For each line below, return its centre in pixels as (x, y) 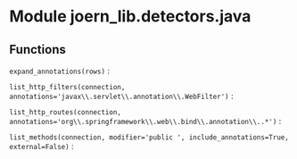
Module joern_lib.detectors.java (130, 17)
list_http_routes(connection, (66, 113)
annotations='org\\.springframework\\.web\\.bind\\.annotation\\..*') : (145, 121)
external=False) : (41, 146)
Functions (38, 50)
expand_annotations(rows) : (59, 71)
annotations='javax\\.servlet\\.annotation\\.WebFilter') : (121, 96)
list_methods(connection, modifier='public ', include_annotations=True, (149, 138)
